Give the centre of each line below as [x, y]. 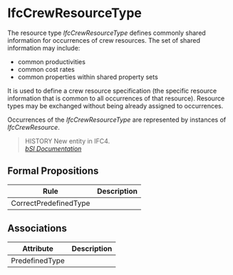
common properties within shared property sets [88, 77]
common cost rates [46, 69]
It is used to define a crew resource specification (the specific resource [112, 90]
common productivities [51, 61]
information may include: [44, 48]
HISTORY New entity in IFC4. [67, 141]
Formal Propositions [53, 171]
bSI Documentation [53, 148]
